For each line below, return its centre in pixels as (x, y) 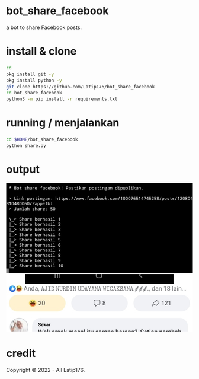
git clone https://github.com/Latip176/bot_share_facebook (81, 87)
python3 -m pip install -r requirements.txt (62, 99)
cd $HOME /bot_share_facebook (42, 140)
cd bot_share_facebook (34, 93)
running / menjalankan (63, 123)
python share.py (26, 146)
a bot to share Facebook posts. (44, 27)
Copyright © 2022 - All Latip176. (46, 370)
